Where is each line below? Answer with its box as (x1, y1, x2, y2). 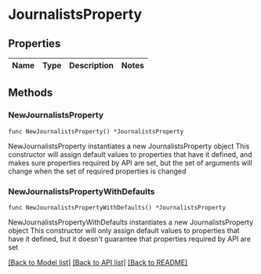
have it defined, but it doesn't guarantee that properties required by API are (8, 234, 251, 243)
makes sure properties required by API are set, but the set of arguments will (8, 158, 252, 167)
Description (69, 60, 114, 71)
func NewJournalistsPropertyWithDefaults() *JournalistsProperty (8, 203, 226, 211)
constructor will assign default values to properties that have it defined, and (8, 149, 252, 159)
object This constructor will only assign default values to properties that (8, 225, 241, 235)
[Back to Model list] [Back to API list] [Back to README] (8, 258, 188, 267)
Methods (8, 86, 53, 100)
